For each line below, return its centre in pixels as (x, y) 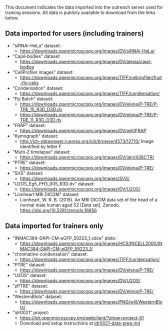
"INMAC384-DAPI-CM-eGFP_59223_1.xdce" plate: (64, 238)
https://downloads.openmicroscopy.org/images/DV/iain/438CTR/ (87, 157)
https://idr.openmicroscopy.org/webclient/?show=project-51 (82, 317)
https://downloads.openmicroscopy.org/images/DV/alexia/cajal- (86, 61)
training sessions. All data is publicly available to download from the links (80, 12)
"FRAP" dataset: (29, 125)
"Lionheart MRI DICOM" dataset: (46, 194)
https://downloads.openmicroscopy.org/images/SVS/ (75, 178)
